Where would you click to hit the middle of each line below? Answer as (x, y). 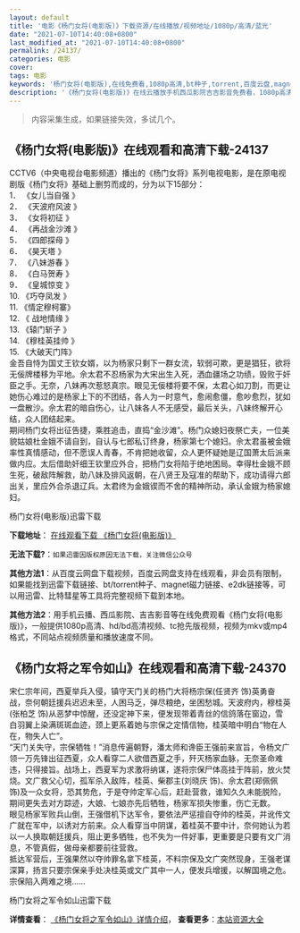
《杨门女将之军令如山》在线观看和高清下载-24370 (148, 668)
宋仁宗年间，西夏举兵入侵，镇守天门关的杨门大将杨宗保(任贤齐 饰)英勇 (138, 691)
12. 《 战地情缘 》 (42, 318)
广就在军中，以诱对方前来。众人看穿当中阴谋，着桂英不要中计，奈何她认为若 (150, 826)
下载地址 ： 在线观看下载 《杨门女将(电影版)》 (93, 535)
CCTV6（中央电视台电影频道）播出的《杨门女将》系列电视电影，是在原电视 (148, 173)
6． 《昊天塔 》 (37, 251)
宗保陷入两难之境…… (48, 881)
